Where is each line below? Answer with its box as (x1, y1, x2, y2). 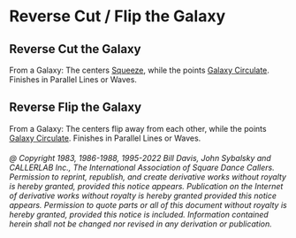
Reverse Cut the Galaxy (9, 42, 141, 57)
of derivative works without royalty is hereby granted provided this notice (9, 190, 277, 201)
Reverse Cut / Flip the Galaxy (9, 6, 226, 27)
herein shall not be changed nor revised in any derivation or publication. (9, 219, 272, 229)
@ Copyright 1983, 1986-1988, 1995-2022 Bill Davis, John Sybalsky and (9, 153, 271, 164)
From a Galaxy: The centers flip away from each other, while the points (9, 123, 267, 134)
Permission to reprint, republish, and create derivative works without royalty (9, 172, 287, 182)
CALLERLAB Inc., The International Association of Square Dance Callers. (9, 162, 276, 173)
